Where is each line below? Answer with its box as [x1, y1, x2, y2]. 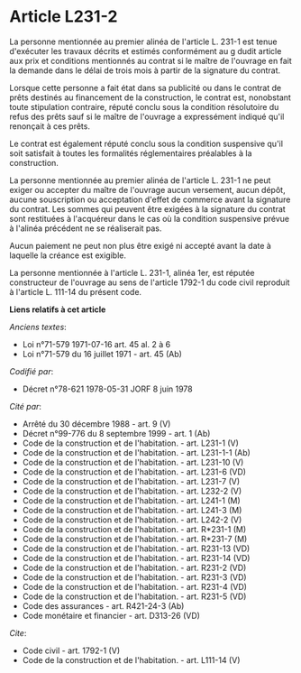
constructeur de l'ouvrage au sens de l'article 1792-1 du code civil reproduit [9, 277, 290, 288]
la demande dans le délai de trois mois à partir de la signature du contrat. [9, 65, 281, 76]
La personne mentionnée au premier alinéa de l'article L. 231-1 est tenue [9, 36, 278, 47]
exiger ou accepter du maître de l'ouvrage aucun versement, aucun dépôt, [9, 184, 286, 195]
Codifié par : [9, 365, 54, 376]
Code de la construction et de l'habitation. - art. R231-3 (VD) [22, 571, 247, 583]
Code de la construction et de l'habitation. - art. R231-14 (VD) [22, 552, 251, 563]
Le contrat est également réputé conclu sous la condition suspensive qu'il [9, 138, 284, 149]
